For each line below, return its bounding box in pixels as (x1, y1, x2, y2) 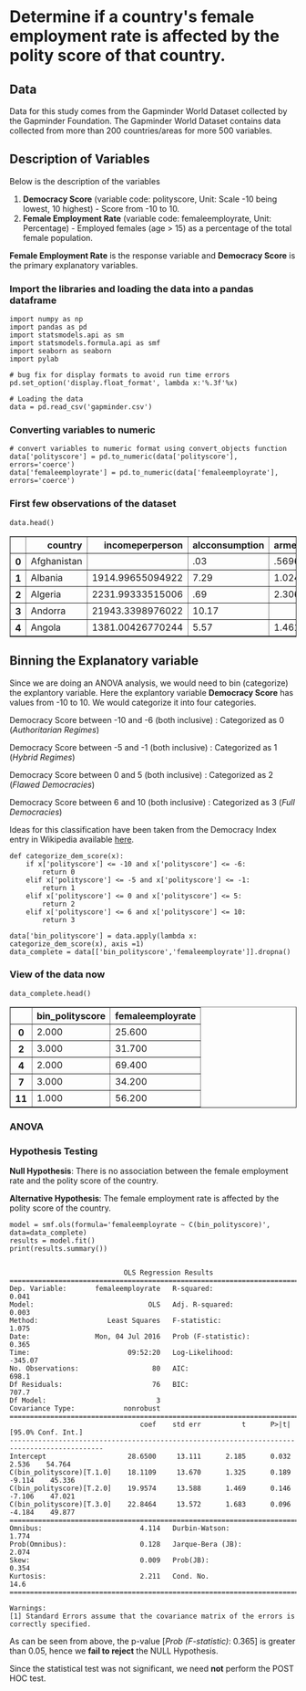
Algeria (30, 587, 62, 600)
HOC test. (9, 1673, 46, 1684)
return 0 (42, 867, 76, 877)
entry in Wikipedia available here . (9, 834, 135, 845)
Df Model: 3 (9, 1396, 161, 1405)
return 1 (42, 883, 76, 892)
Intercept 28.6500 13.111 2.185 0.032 (9, 1452, 291, 1462)
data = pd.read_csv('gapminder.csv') (9, 403, 153, 412)
